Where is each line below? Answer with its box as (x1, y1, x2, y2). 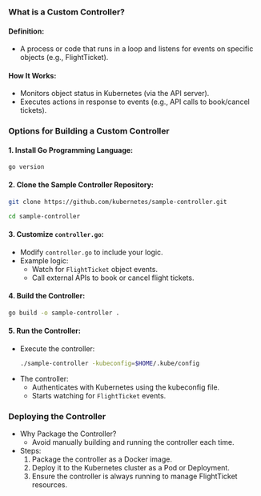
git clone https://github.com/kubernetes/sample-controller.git (8, 198, 227, 206)
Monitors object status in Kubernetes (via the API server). (19, 89, 210, 98)
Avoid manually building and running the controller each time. (31, 438, 235, 447)
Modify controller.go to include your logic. (19, 247, 163, 257)
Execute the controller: (19, 343, 95, 354)
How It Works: (8, 70, 57, 80)
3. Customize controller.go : (8, 230, 104, 238)
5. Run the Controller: (8, 326, 82, 336)
